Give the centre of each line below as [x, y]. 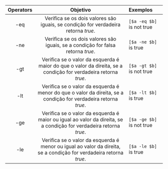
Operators [20, 10]
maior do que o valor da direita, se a [80, 66]
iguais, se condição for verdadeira [81, 24]
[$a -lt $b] [143, 93]
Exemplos [141, 10]
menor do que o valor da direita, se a [80, 93]
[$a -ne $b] [143, 42]
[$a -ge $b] [143, 119]
